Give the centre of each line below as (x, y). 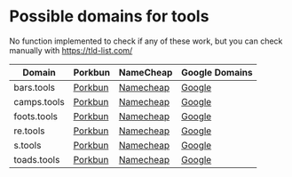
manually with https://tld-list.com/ (71, 50)
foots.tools (36, 116)
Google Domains (217, 72)
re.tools (29, 131)
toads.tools (37, 159)
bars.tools (35, 87)
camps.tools (39, 101)
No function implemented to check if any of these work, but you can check (146, 41)
